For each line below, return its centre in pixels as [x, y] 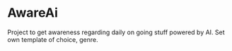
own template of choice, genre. [53, 39]
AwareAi [33, 13]
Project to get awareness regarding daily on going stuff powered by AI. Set [116, 32]
